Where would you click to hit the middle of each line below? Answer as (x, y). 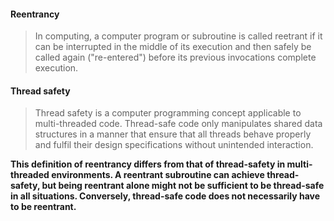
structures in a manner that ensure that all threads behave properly (173, 134)
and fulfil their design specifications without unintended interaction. (174, 145)
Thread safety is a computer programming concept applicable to (168, 113)
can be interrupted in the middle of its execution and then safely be (173, 47)
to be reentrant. (43, 207)
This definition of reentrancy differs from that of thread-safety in (148, 164)
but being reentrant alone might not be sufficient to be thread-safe (183, 186)
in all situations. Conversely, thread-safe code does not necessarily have (165, 196)
